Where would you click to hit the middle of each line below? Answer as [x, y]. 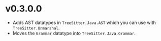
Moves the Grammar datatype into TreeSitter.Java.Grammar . [74, 33]
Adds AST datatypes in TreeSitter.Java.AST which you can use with [84, 22]
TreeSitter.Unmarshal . [36, 27]
